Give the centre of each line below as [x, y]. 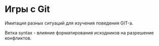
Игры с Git [28, 9]
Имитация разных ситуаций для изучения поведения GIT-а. [69, 23]
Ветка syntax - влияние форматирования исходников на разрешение [79, 32]
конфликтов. [18, 38]
